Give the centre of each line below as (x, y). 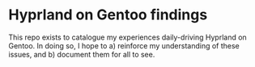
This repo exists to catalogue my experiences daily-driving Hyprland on (127, 37)
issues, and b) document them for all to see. (82, 54)
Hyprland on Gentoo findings (108, 15)
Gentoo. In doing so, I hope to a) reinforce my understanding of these (124, 45)
